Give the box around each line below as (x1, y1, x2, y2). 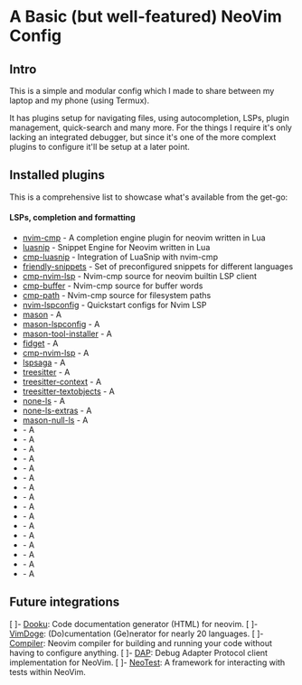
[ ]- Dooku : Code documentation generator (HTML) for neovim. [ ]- (9, 618, 259, 629)
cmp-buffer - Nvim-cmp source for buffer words (22, 280, 203, 291)
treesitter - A (22, 367, 71, 378)
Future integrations (9, 595, 120, 610)
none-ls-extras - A (22, 405, 92, 417)
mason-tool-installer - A (22, 328, 113, 340)
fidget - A (22, 338, 59, 349)
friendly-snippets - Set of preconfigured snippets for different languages (22, 261, 294, 272)
